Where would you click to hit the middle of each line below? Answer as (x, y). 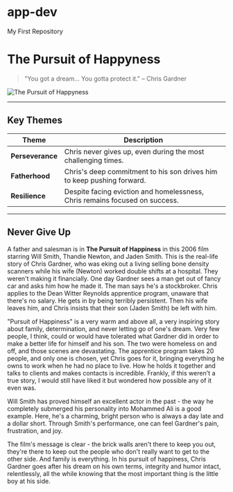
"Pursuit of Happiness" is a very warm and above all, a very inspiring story (113, 321)
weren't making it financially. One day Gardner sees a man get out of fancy (114, 278)
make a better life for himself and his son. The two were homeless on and (112, 343)
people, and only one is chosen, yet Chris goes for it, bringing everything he (116, 358)
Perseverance (34, 155)
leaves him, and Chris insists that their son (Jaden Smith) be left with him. (112, 308)
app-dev (32, 12)
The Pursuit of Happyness (84, 59)
